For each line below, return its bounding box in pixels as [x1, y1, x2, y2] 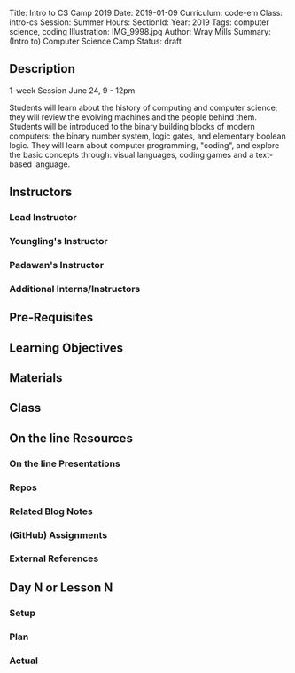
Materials [9, 370, 63, 385]
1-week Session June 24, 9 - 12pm [9, 84, 136, 96]
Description [9, 61, 75, 76]
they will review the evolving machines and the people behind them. [9, 111, 257, 123]
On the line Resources [9, 431, 133, 446]
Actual [9, 654, 38, 667]
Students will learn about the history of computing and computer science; [9, 102, 278, 113]
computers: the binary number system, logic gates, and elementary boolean [9, 131, 286, 141]
